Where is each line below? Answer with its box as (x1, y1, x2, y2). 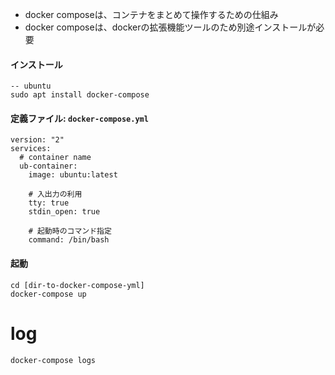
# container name (19, 153, 92, 163)
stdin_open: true (28, 207, 101, 217)
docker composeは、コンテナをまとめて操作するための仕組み (24, 9, 279, 20)
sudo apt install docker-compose (10, 90, 150, 100)
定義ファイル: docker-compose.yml (10, 112, 149, 124)
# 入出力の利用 (28, 189, 83, 200)
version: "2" (10, 135, 65, 145)
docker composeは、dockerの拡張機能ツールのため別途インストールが (24, 21, 317, 33)
